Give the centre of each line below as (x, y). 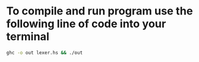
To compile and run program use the (100, 11)
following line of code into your (86, 24)
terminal (28, 37)
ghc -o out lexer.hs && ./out (45, 52)
